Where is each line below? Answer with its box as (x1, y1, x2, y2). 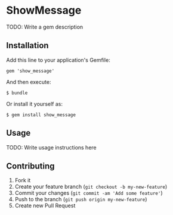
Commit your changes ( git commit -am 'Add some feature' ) (14, 189, 163, 197)
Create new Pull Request (14, 202, 76, 209)
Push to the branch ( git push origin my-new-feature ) (14, 196, 147, 203)
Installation (6, 40, 49, 51)
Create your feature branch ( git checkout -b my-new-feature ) (14, 183, 168, 191)
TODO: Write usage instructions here (6, 144, 97, 151)
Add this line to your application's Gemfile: (6, 56, 110, 63)
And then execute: (6, 78, 51, 85)
